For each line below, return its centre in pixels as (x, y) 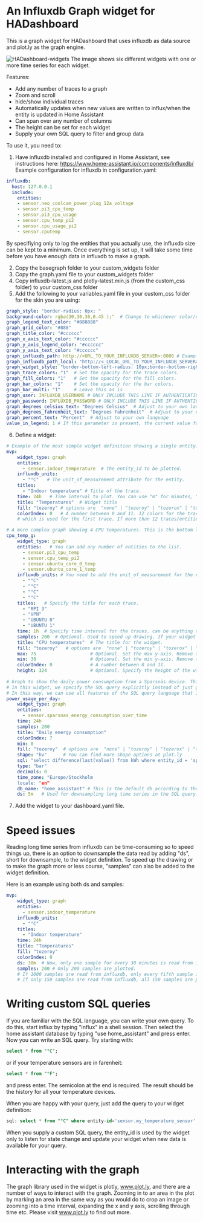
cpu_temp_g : (21, 536)
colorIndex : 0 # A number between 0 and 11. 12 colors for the (101, 513)
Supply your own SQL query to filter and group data (79, 134)
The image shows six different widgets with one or (133, 59)
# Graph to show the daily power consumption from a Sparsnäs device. (97, 681)
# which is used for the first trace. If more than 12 (88, 519)
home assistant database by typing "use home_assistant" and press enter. (98, 1034)
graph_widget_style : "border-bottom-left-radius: (70, 367)
